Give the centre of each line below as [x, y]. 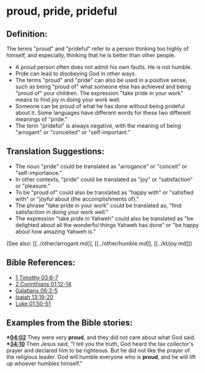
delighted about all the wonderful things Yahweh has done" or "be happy [107, 225]
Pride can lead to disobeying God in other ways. [76, 74]
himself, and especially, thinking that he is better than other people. [91, 55]
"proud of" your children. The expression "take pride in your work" [99, 93]
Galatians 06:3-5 [36, 290]
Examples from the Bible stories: [69, 323]
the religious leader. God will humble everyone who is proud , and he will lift [101, 357]
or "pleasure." [33, 186]
